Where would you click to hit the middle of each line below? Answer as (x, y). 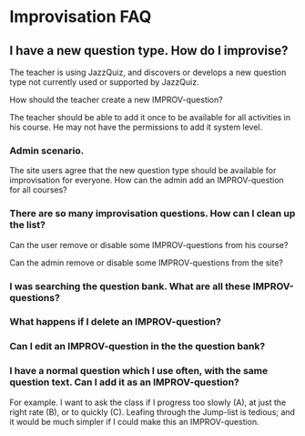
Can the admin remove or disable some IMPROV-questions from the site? (147, 263)
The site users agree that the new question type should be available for (143, 171)
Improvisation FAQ (81, 17)
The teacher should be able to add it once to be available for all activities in (150, 117)
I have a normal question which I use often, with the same (139, 371)
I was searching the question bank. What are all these (130, 286)
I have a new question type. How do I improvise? (149, 51)
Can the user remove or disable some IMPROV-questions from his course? (149, 244)
